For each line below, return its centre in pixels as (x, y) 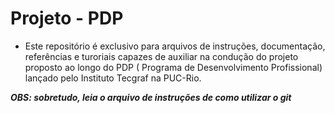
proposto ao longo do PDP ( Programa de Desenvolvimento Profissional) (173, 67)
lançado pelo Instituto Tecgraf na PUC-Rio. (113, 78)
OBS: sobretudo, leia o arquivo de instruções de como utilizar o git (151, 97)
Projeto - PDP (67, 18)
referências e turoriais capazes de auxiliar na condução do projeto (161, 56)
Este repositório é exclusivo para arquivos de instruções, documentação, (175, 46)
